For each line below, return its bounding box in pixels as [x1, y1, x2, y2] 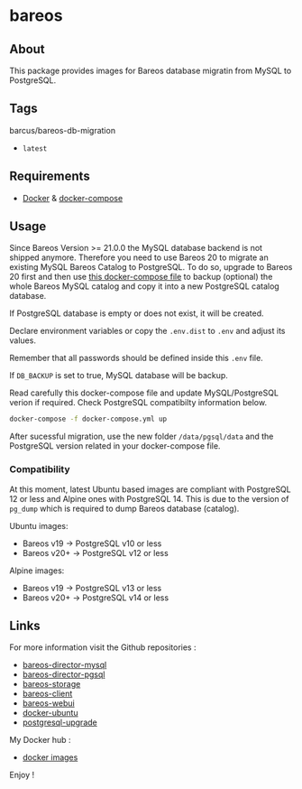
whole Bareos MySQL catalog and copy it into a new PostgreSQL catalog [9, 281, 279, 292]
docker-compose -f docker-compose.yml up [9, 414, 168, 424]
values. [9, 335, 36, 346]
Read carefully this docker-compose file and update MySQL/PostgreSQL [9, 387, 279, 398]
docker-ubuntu [22, 708, 78, 719]
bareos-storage [22, 679, 81, 690]
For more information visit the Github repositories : [9, 642, 197, 653]
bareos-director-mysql [22, 660, 107, 671]
